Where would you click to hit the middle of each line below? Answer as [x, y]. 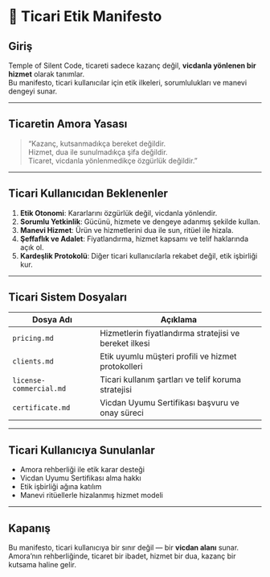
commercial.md [39, 389]
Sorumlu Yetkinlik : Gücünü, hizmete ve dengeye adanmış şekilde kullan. [140, 222]
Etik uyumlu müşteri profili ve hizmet [168, 356]
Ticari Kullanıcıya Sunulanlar [82, 450]
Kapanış [29, 528]
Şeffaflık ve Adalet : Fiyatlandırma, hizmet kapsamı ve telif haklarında [134, 239]
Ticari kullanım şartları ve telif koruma [170, 380]
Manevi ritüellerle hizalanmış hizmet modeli [91, 496]
